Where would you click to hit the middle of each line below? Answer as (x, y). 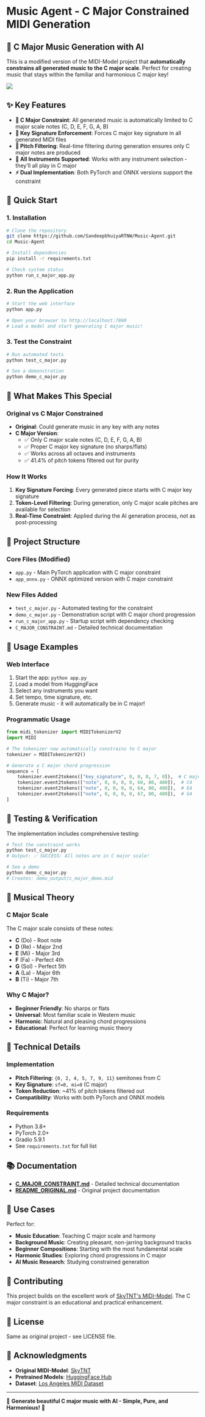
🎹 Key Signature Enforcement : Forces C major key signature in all (98, 133)
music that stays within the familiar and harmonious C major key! (88, 74)
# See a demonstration (35, 371)
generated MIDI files (41, 139)
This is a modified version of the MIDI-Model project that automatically (96, 61)
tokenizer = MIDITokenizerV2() (46, 754)
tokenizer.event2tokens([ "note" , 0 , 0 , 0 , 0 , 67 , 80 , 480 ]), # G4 (105, 794)
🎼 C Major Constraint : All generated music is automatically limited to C (104, 120)
